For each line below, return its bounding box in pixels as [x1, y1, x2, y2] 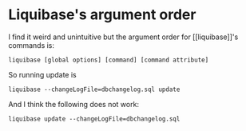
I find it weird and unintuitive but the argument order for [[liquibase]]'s [8, 32, 239, 42]
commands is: [8, 40, 54, 50]
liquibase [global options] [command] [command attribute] [8, 56, 209, 64]
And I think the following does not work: [8, 99, 140, 109]
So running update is [8, 69, 77, 79]
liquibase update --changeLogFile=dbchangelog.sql [8, 114, 181, 123]
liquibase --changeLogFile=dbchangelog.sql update [8, 85, 181, 93]
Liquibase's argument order [8, 6, 196, 24]
